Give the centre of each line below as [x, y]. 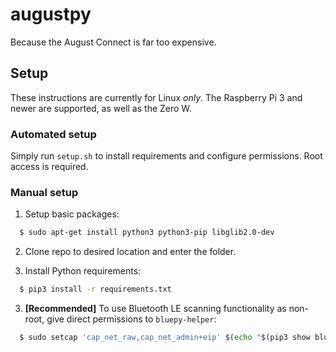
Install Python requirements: [83, 271]
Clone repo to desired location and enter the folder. [130, 252]
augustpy [51, 14]
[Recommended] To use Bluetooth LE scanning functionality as [155, 309]
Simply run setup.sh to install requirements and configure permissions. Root [166, 156]
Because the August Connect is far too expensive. [113, 42]
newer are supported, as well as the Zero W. [101, 108]
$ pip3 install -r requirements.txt [95, 289]
